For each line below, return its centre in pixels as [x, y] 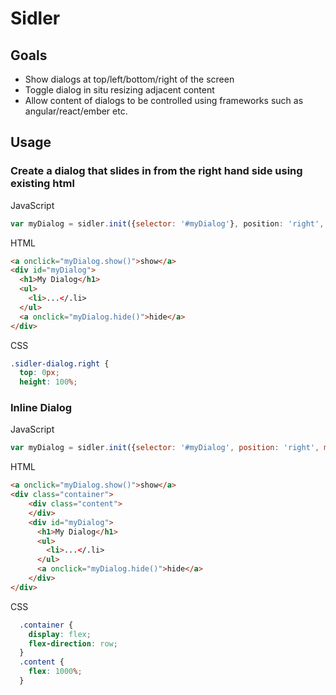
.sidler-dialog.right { [60, 363]
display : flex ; [60, 634]
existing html [42, 184]
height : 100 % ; [48, 382]
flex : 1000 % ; [55, 672]
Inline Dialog [41, 408]
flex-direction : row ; [73, 643]
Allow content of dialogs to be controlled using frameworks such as [164, 100]
